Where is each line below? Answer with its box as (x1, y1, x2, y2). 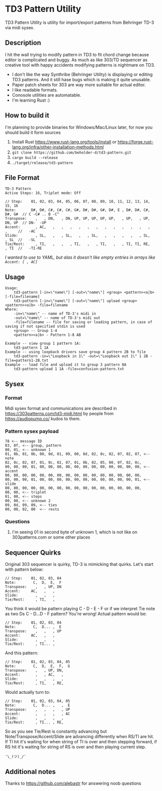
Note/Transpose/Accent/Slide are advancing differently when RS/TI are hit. (5, 734, 154, 739)
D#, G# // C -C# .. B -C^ (5, 212, 59, 217)
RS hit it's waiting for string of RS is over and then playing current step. (5, 744, 147, 750)
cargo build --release (12, 155, 58, 160)
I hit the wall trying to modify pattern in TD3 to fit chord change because (5, 52, 149, 57)
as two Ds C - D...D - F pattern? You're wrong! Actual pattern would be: (5, 611, 147, 617)
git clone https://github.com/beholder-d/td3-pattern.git (12, 150, 132, 155)
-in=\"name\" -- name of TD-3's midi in (14, 311, 96, 316)
